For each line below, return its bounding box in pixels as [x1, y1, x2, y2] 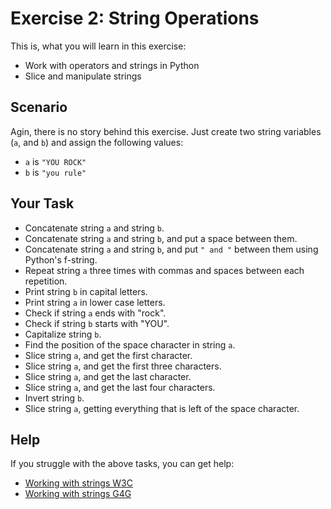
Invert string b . [24, 392, 85, 404]
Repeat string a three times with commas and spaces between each [24, 264, 305, 276]
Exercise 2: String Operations [10, 7, 260, 30]
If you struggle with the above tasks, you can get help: [10, 458, 235, 470]
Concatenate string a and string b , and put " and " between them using [24, 243, 319, 255]
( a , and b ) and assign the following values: [10, 136, 184, 148]
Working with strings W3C [24, 477, 133, 489]
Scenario [10, 99, 68, 116]
